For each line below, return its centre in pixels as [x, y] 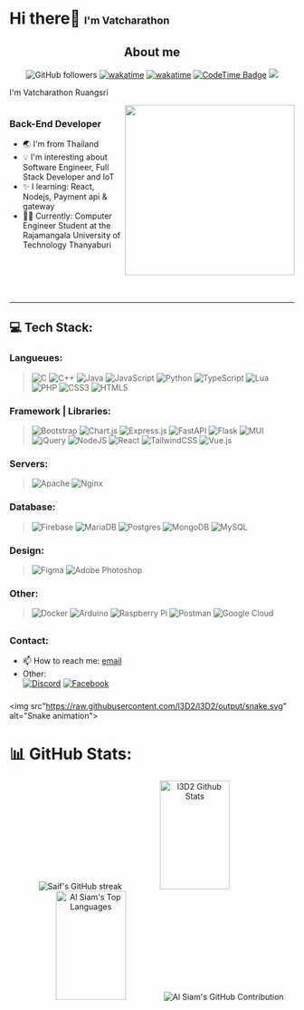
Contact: [29, 640]
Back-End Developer [56, 123]
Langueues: [36, 358]
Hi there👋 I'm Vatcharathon [90, 19]
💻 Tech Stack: [51, 328]
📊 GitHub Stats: [71, 754]
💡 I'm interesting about [65, 157]
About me [152, 52]
